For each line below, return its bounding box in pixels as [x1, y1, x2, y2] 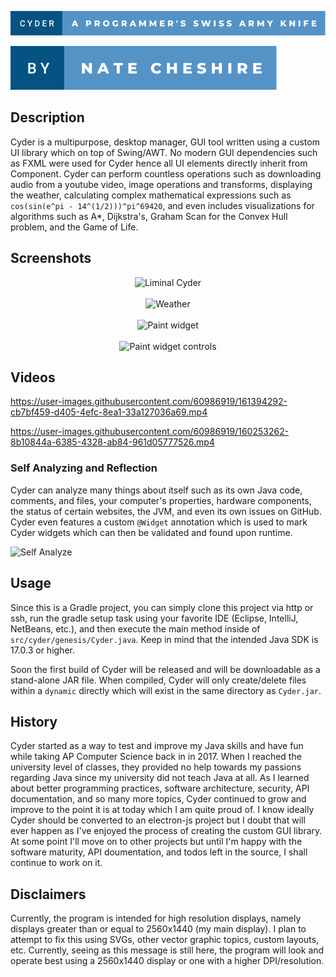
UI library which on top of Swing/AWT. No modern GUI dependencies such [10, 146, 318, 158]
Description [10, 109, 85, 126]
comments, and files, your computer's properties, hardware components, [10, 494, 312, 506]
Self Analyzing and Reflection [10, 461, 158, 475]
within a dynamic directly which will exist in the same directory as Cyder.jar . [10, 684, 322, 696]
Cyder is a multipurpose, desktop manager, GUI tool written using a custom [10, 136, 320, 148]
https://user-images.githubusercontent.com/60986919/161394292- [10, 396, 288, 408]
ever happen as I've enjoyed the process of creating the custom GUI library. [10, 825, 323, 837]
